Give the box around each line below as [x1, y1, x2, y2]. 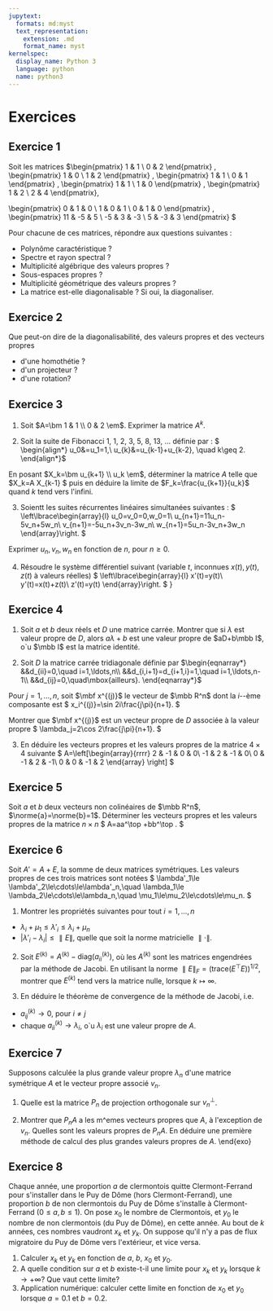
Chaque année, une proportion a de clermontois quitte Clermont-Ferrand [8, 1181, 253, 1191]
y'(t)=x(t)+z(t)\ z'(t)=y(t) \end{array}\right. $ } [19, 579, 173, 589]
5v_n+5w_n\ [19, 519, 61, 530]
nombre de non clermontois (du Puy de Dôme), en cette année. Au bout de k [8, 1218, 265, 1228]
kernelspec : [8, 50, 49, 58]
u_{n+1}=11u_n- [174, 511, 226, 521]
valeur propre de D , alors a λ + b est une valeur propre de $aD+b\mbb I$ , [19, 633, 264, 643]
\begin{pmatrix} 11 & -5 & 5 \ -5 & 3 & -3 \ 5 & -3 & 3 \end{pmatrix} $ [8, 212, 237, 222]
